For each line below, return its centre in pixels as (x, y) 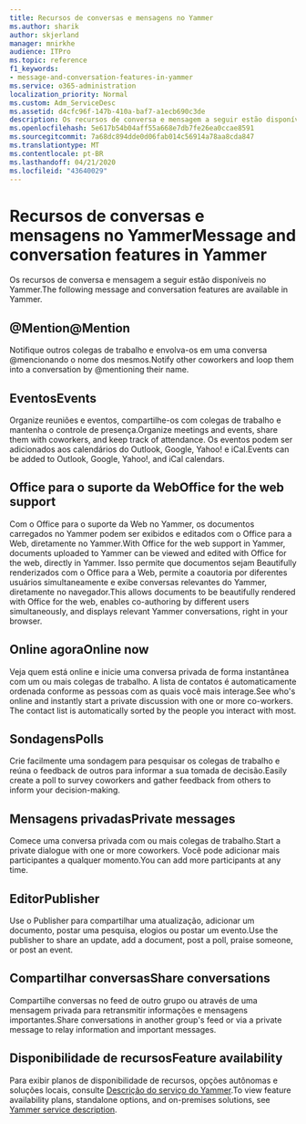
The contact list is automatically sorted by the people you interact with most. (153, 710)
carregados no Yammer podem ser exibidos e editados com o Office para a (151, 533)
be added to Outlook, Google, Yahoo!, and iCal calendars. (117, 458)
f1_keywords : (34, 69)
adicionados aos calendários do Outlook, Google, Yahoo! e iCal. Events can (149, 449)
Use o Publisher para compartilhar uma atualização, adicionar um (132, 920)
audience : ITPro (40, 52)
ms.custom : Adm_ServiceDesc (63, 103)
